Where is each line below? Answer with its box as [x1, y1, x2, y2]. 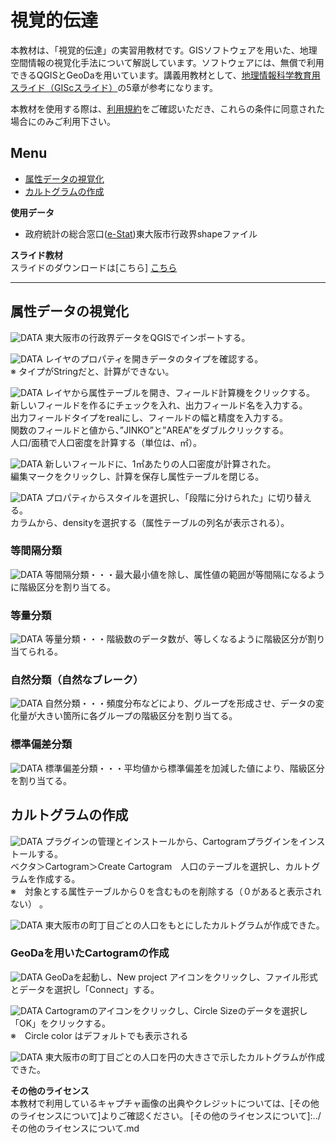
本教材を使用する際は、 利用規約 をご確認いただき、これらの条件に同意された [10, 102, 326, 115]
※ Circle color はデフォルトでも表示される [10, 1029, 189, 1041]
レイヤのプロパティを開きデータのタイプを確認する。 [44, 352, 264, 365]
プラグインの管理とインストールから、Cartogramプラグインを [44, 835, 300, 847]
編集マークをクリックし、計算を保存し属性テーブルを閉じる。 [10, 470, 265, 482]
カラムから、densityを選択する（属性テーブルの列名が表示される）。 [10, 516, 290, 528]
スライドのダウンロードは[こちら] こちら [10, 261, 178, 273]
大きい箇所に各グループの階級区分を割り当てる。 [36, 710, 238, 722]
